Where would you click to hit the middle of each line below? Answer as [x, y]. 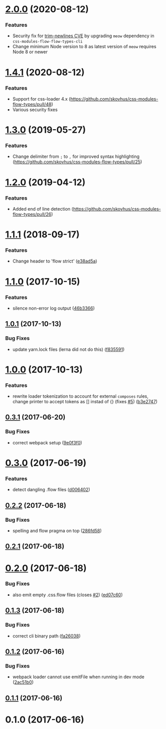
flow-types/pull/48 [32, 104]
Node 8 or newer [30, 52]
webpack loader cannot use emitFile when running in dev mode [78, 677]
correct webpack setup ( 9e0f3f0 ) [47, 442]
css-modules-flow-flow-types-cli [48, 42]
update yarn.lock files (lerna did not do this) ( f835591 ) [68, 349]
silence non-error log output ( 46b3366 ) [54, 308]
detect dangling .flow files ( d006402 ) [51, 490]
